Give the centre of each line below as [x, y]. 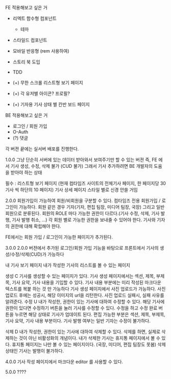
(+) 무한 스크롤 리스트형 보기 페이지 [48, 83]
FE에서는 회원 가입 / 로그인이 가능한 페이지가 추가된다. [59, 237]
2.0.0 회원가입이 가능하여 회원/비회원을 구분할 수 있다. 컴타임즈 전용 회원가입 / [83, 200]
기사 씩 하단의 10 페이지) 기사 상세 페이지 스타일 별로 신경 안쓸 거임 [71, 190]
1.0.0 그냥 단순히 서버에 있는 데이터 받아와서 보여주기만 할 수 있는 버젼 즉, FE [81, 160]
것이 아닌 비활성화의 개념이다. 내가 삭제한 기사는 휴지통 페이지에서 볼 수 [90, 338]
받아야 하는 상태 [26, 172]
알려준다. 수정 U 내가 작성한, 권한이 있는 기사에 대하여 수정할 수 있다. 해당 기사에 [85, 302]
